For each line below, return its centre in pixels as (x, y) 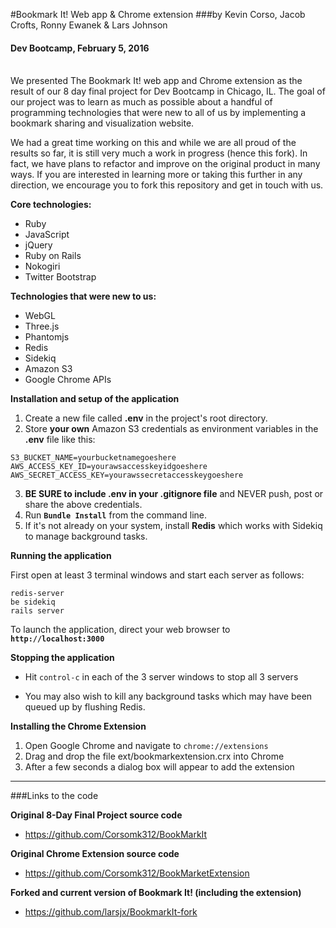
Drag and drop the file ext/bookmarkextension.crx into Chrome (154, 756)
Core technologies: (51, 205)
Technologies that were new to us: (83, 296)
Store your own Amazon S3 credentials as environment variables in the (171, 429)
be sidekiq (33, 602)
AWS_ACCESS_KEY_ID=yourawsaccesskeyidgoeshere (109, 467)
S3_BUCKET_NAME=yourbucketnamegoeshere (93, 458)
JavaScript (47, 235)
